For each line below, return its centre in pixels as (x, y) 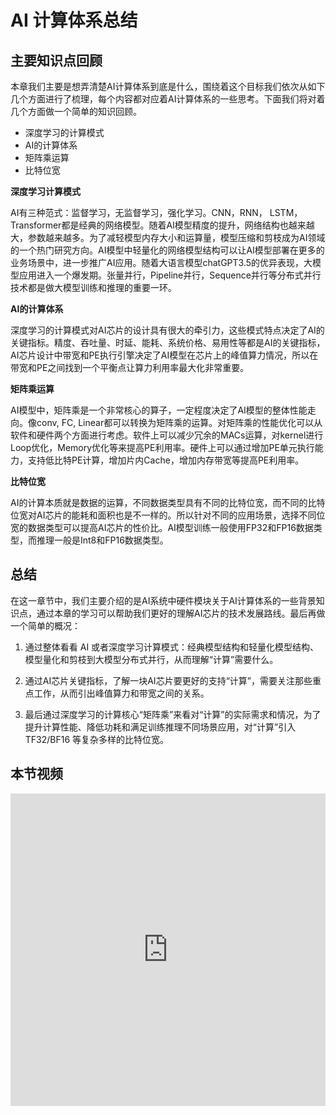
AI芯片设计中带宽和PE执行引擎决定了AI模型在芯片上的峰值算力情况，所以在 (164, 355)
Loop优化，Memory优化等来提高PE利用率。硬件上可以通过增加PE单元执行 (162, 447)
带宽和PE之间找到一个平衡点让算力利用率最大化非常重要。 (130, 367)
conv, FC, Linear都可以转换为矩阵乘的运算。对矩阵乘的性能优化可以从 (179, 422)
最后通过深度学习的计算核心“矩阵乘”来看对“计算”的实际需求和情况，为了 (173, 714)
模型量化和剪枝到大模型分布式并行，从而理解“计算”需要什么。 (151, 659)
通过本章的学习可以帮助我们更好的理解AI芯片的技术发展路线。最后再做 (181, 613)
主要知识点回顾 (56, 60)
